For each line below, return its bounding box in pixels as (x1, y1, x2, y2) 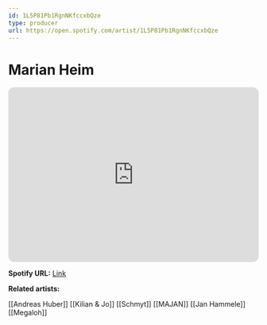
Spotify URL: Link (8, 269, 67, 278)
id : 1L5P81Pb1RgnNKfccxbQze (8, 11, 102, 20)
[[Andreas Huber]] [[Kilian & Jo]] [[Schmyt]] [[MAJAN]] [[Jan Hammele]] (8, 300, 246, 309)
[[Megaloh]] (8, 308, 48, 318)
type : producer (8, 19, 59, 27)
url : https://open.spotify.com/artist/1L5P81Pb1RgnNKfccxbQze (8, 26, 219, 34)
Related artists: (8, 284, 60, 294)
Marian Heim (8, 60, 95, 79)
